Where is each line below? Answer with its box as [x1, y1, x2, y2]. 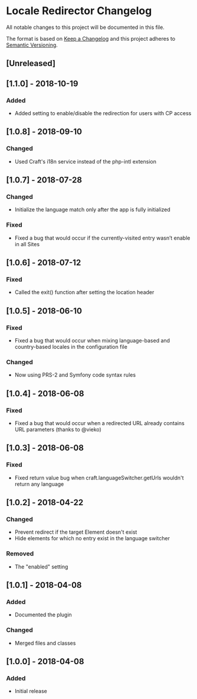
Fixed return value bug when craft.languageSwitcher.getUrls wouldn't [14, 474, 184, 481]
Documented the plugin [14, 611, 72, 618]
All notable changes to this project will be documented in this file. [6, 24, 165, 31]
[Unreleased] [6, 58, 56, 68]
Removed [6, 550, 34, 558]
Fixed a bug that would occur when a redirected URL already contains [14, 420, 185, 427]
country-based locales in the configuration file [14, 344, 128, 351]
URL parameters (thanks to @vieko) [14, 426, 101, 433]
